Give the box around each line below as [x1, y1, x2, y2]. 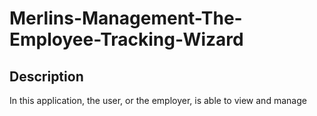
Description [9, 68, 84, 85]
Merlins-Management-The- [9, 7, 243, 30]
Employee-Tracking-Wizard [9, 28, 244, 51]
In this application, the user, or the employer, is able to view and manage [9, 95, 307, 106]
